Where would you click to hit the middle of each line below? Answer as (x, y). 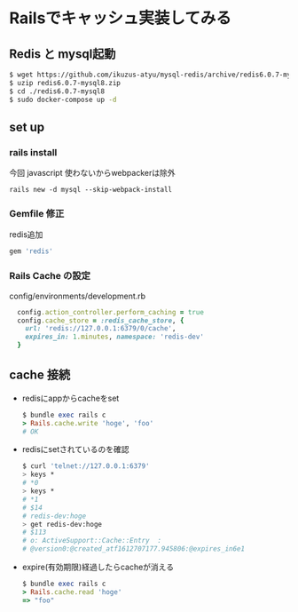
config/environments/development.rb (78, 296)
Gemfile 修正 (37, 214)
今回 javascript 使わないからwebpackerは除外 (92, 173)
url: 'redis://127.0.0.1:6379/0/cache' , (101, 329)
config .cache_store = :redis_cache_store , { (101, 321)
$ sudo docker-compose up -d (63, 99)
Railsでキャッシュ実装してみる (121, 18)
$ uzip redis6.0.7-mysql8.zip (65, 83)
